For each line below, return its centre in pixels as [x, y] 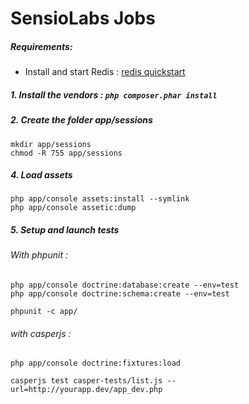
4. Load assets [41, 175]
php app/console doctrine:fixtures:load [96, 363]
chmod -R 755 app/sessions [66, 153]
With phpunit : [39, 255]
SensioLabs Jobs [83, 18]
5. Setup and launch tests [65, 230]
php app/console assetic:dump [73, 208]
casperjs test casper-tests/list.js [86, 381]
